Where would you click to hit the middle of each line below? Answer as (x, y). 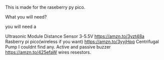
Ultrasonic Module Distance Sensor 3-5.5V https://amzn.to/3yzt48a (75, 36)
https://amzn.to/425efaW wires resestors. (48, 52)
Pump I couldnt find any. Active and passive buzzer (58, 47)
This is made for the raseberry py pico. (45, 7)
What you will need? (26, 17)
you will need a (21, 26)
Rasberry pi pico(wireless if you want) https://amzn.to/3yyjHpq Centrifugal (82, 41)
